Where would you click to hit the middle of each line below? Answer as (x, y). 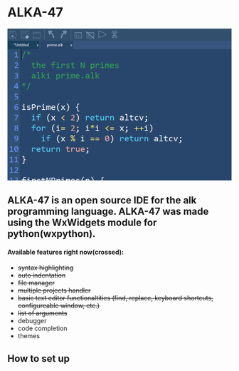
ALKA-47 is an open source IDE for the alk (102, 200)
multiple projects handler (54, 290)
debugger (32, 321)
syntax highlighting (46, 268)
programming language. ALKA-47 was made (108, 212)
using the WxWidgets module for (82, 223)
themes (29, 336)
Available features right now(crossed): (66, 252)
